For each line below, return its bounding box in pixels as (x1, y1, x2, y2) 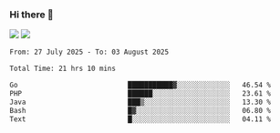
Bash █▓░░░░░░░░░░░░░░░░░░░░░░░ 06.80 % (9, 106, 272, 115)
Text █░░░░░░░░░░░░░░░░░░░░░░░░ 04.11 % (9, 114, 272, 124)
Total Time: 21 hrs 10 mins (9, 64, 117, 74)
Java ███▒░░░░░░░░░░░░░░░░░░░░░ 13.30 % (9, 97, 272, 107)
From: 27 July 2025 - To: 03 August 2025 (9, 47, 170, 57)
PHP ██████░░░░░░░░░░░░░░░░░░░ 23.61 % (9, 88, 272, 98)
